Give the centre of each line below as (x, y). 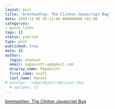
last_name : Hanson (29, 78)
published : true (22, 46)
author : (13, 55)
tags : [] (14, 32)
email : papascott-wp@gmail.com (42, 64)
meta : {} (14, 51)
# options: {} (24, 87)
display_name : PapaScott (35, 69)
